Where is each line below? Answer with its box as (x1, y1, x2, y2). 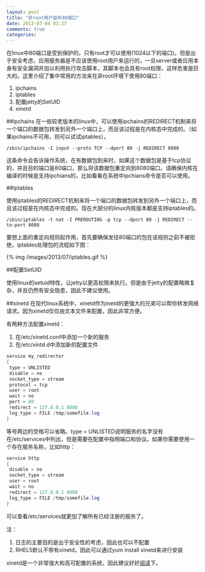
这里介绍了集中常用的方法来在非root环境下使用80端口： (22, 72, 163, 80)
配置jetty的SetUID (15, 98, 61, 106)
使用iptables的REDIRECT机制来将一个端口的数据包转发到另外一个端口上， (6, 197, 192, 204)
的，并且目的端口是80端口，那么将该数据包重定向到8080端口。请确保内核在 (6, 165, 198, 172)
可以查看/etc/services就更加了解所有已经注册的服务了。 (6, 512, 147, 520)
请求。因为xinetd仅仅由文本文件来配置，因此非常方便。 (6, 307, 146, 315)
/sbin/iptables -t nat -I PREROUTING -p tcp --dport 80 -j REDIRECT (6, 217, 185, 223)
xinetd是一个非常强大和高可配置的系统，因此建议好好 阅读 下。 (6, 559, 162, 566)
